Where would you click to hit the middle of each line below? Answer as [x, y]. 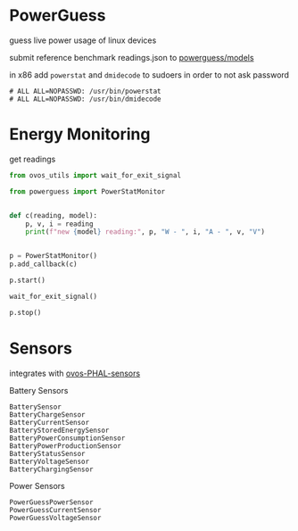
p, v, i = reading [59, 224]
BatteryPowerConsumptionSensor [67, 438]
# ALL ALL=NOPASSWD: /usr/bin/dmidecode [86, 99]
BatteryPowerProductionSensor [66, 446]
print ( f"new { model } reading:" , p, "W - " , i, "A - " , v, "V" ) [145, 232]
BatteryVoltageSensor [50, 461]
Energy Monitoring [80, 134]
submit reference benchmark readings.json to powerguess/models [132, 57]
